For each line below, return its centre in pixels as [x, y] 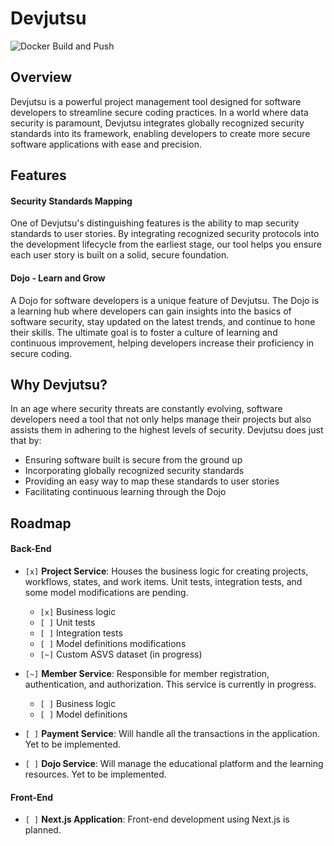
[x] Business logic [78, 611]
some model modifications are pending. [106, 592]
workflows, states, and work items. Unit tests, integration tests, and [163, 581]
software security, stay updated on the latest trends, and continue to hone [163, 321]
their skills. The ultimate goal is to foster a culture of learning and [144, 332]
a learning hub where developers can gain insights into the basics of [151, 311]
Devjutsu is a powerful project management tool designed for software [156, 101]
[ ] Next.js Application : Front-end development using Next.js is [157, 819]
